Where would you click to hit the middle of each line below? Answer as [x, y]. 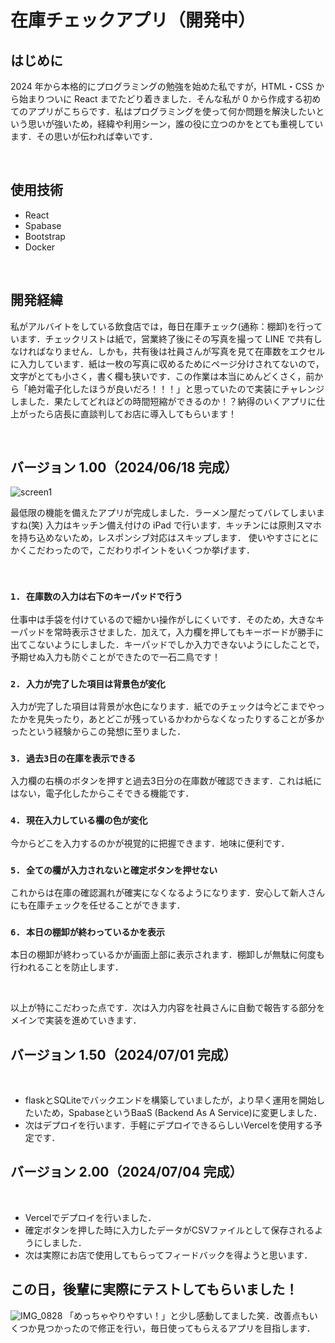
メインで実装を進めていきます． [76, 1020]
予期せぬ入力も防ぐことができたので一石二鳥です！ [115, 657]
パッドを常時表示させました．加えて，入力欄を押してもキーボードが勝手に [171, 632]
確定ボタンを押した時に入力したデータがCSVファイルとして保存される [169, 1230]
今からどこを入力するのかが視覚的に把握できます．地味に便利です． [150, 843]
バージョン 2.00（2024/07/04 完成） [126, 1172]
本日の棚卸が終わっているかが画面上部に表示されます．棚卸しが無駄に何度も [167, 955]
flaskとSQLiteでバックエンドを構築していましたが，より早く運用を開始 [170, 1100]
